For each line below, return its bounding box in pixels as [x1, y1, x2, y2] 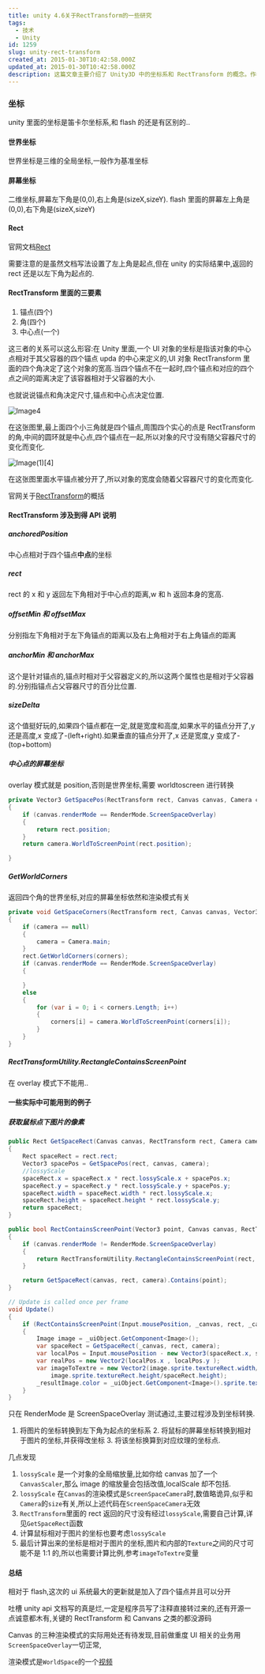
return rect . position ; [36, 826, 111, 833]
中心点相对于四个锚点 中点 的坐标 [8, 550, 112, 560]
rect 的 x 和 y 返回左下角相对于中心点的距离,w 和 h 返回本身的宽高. [8, 590, 224, 599]
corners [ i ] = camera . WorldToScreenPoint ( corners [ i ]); [50, 1018, 231, 1026]
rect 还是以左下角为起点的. [8, 268, 95, 278]
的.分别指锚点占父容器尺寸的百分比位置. [8, 682, 137, 691]
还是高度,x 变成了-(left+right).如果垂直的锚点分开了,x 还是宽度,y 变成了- [8, 731, 241, 740]
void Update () [8, 1306, 55, 1313]
